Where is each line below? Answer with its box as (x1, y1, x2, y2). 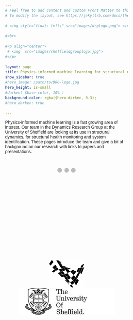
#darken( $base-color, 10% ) (5, 90, 64, 95)
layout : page (5, 64, 32, 69)
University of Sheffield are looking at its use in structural (5, 129, 110, 135)
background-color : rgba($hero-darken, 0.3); (5, 95, 97, 100)
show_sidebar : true (5, 75, 45, 80)
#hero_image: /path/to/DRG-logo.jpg (5, 80, 80, 85)
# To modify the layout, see (5, 13, 64, 18)
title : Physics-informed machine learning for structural (5, 70, 125, 75)
